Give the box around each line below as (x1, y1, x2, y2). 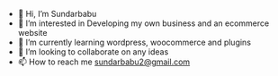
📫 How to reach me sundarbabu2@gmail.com (17, 56, 191, 67)
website (17, 28, 48, 38)
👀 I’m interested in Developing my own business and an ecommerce (17, 18, 270, 29)
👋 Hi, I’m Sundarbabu (17, 9, 97, 19)
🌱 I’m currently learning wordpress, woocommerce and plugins (17, 37, 252, 47)
